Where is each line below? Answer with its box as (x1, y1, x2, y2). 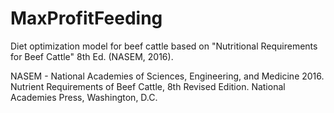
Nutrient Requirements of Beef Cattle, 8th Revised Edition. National (10, 80, 286, 92)
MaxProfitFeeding (10, 7, 163, 30)
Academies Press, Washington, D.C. (10, 91, 158, 103)
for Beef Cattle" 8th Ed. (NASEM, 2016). (10, 50, 174, 62)
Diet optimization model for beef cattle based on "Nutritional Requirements (10, 40, 318, 52)
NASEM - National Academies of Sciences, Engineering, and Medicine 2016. (10, 70, 325, 82)
